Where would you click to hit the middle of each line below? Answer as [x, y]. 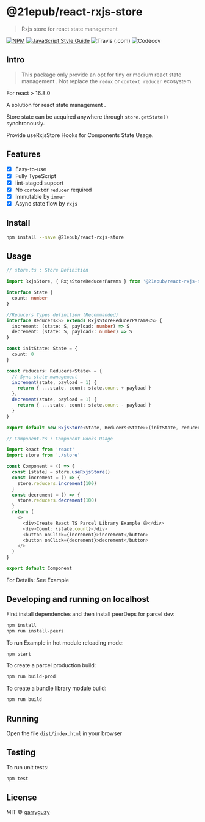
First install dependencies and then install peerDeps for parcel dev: [91, 614]
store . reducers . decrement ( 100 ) [57, 500]
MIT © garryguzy [28, 812]
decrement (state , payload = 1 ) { [54, 399]
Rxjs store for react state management [69, 29]
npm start [19, 654]
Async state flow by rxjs [46, 203]
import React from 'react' [41, 450]
